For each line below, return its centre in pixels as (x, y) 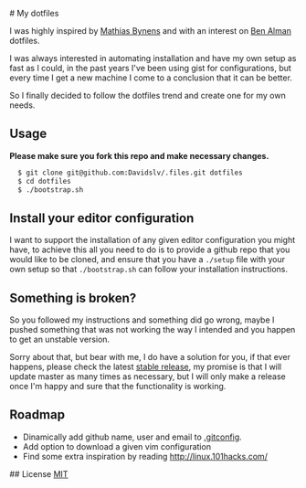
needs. (22, 105)
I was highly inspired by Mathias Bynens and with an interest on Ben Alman (151, 31)
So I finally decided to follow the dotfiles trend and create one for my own (148, 95)
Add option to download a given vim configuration (117, 446)
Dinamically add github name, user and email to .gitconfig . (132, 437)
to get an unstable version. (60, 339)
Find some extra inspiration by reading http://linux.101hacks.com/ (145, 456)
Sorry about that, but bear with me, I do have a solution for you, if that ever (150, 357)
